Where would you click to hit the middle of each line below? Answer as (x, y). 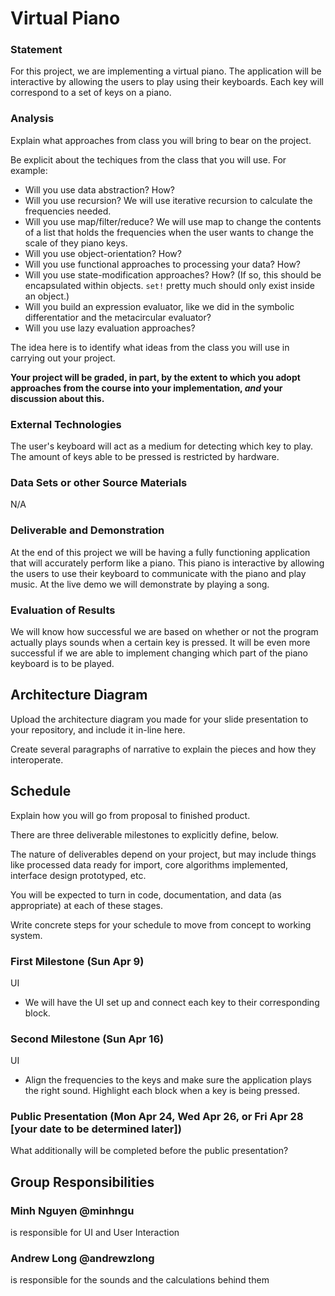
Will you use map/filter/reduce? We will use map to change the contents (173, 221)
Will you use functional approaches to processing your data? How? (163, 264)
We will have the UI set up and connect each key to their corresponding (172, 1002)
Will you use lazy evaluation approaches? (110, 328)
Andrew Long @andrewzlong (82, 1259)
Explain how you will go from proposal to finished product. (130, 815)
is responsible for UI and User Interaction (95, 1233)
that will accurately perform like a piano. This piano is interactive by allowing (167, 563)
